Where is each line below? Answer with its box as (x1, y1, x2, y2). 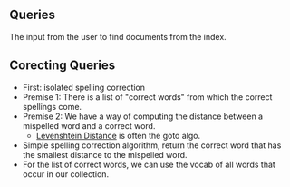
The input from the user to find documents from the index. (9, 31, 227, 42)
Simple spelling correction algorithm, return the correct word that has (22, 140, 282, 151)
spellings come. (22, 101, 82, 112)
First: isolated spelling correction (22, 82, 146, 93)
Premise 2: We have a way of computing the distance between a (22, 111, 264, 122)
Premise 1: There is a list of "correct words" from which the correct (22, 91, 273, 103)
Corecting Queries (9, 58, 116, 74)
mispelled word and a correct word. (22, 120, 156, 131)
